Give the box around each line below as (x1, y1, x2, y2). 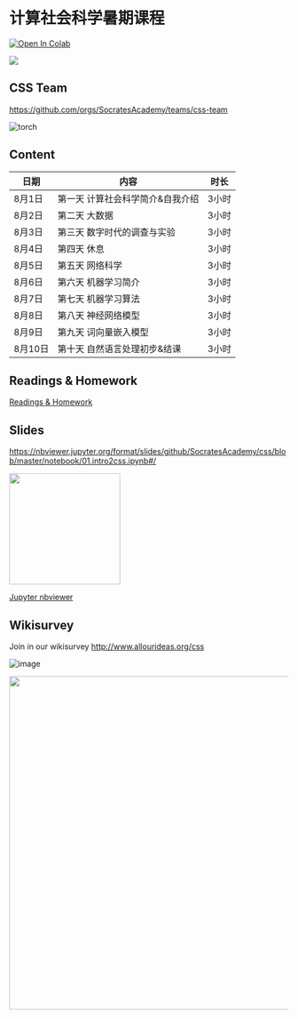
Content (9, 148, 56, 163)
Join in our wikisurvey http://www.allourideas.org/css (9, 641, 205, 652)
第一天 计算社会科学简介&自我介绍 (57, 192, 200, 205)
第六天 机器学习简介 (57, 276, 140, 288)
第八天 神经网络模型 (57, 309, 140, 321)
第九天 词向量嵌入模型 (57, 325, 149, 338)
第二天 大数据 (57, 209, 114, 221)
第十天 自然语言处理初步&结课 (57, 342, 182, 355)
